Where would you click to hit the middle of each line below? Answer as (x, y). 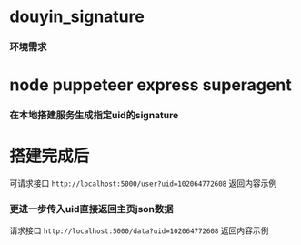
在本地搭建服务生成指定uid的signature (94, 116)
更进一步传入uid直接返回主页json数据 (91, 209)
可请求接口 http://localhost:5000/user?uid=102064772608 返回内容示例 (143, 183)
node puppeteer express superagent (151, 85)
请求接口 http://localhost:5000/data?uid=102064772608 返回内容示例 (139, 230)
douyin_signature (77, 17)
